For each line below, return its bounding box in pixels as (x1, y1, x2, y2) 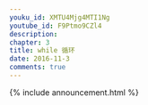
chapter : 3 (9, 37, 50, 47)
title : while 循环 (9, 46, 75, 55)
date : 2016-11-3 (9, 54, 70, 63)
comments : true (9, 63, 66, 72)
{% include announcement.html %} (9, 86, 139, 98)
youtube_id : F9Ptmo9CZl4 (9, 21, 102, 30)
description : (9, 29, 58, 38)
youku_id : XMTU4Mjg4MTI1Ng (9, 12, 110, 22)
